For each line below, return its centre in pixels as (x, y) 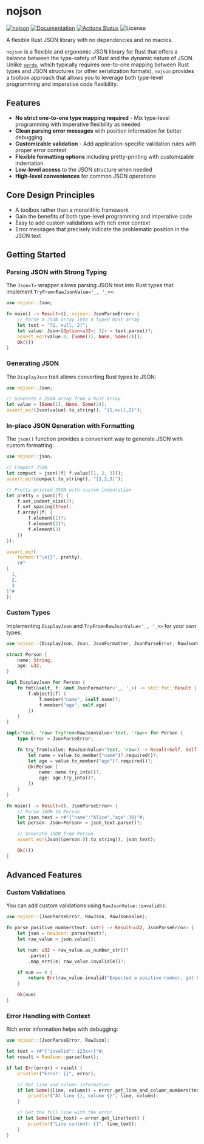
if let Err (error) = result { (45, 1068)
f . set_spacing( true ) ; (44, 507)
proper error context (41, 150)
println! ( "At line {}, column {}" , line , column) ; (93, 1096)
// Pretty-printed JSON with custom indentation (69, 490)
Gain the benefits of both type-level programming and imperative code (104, 216)
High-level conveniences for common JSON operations (85, 176)
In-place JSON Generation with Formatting (70, 425)
